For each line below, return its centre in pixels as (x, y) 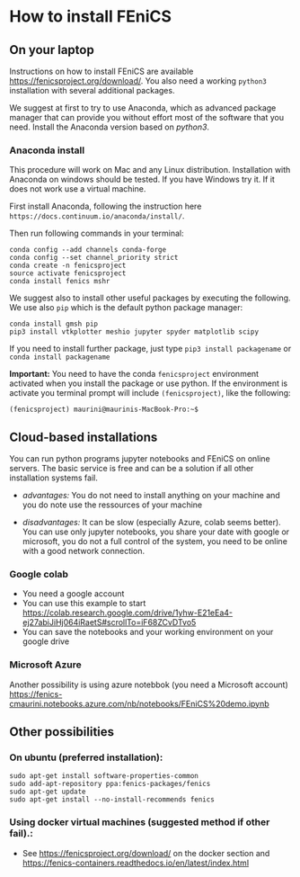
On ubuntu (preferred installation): (86, 757)
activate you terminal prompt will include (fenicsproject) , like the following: (150, 393)
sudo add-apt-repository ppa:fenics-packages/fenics (110, 784)
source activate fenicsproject (68, 273)
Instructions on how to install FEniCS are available (101, 71)
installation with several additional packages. (92, 90)
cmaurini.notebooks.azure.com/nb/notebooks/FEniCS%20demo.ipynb (139, 703)
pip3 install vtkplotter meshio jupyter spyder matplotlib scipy (134, 332)
